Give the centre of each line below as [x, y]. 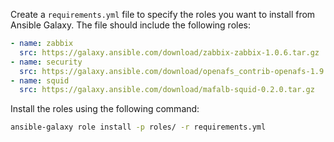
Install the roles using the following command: [105, 109]
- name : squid [40, 80]
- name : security [46, 62]
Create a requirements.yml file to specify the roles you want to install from [163, 14]
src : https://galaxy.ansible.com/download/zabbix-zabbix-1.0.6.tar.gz [169, 52]
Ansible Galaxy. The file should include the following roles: [131, 25]
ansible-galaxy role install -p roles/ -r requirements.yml [138, 127]
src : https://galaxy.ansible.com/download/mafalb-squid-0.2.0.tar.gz [167, 90]
